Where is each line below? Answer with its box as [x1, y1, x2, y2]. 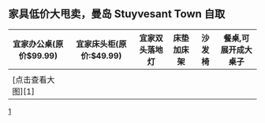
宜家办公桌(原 [13, 38, 64, 49]
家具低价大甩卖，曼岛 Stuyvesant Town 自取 [8, 7, 226, 21]
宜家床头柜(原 [76, 38, 127, 49]
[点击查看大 [12, 74, 55, 85]
